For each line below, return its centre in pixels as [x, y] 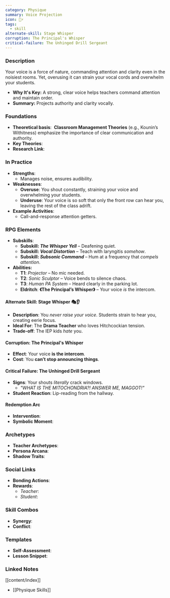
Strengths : [24, 173]
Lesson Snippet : [30, 556]
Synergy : [23, 521]
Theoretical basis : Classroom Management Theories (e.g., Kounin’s [85, 127]
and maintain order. [33, 98]
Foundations [21, 116]
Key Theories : [28, 144]
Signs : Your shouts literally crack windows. [58, 382]
